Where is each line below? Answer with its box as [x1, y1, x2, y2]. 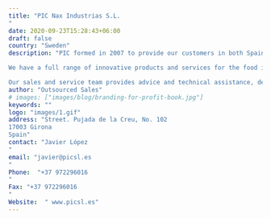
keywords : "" [8, 101, 52, 109]
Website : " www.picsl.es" [8, 198, 99, 206]
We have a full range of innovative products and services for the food [8, 64, 258, 72]
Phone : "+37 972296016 [8, 168, 89, 176]
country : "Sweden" [8, 42, 70, 50]
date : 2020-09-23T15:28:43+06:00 [8, 27, 121, 35]
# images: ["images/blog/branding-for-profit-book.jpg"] [8, 93, 204, 101]
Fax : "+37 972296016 [8, 183, 78, 192]
